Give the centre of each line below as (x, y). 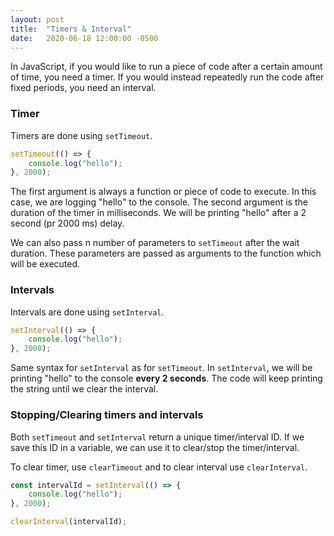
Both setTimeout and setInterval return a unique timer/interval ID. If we (157, 437)
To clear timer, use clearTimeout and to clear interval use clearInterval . (159, 467)
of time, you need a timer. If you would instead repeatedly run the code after (167, 77)
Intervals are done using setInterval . (87, 312)
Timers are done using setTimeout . (81, 135)
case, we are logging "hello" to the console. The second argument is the (159, 202)
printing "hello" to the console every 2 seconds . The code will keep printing (166, 378)
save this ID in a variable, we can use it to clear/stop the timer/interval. (155, 447)
